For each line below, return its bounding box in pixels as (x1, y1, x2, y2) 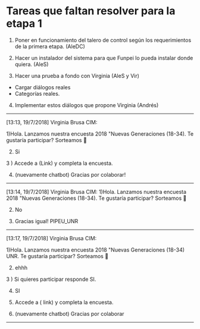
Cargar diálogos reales (14, 83, 71, 90)
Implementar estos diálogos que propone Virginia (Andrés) (14, 101, 159, 108)
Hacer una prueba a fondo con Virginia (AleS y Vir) (14, 72, 140, 79)
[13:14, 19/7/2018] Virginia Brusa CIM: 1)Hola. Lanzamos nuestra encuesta (6, 188, 186, 195)
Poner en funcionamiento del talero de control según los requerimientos (14, 36, 192, 43)
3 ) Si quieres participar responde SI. (6, 275, 96, 283)
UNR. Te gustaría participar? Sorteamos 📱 (6, 252, 109, 259)
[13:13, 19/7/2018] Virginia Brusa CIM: (6, 118, 98, 126)
